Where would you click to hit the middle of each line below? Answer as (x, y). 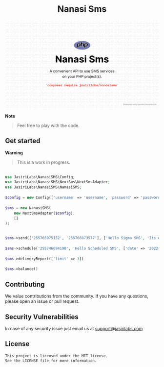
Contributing (25, 284)
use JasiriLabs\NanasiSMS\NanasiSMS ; (43, 187)
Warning (14, 152)
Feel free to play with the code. (48, 125)
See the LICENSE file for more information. (51, 361)
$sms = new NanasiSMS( (28, 208)
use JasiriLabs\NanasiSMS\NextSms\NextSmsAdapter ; (58, 182)
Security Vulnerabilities (42, 317)
